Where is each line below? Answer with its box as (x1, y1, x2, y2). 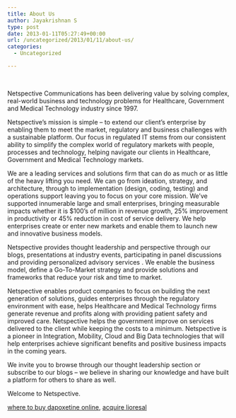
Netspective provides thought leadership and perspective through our (7, 243, 211, 251)
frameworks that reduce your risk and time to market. (7, 273, 163, 281)
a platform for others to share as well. (7, 376, 117, 384)
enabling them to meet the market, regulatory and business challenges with (7, 125, 228, 134)
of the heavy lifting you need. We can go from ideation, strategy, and (7, 176, 208, 185)
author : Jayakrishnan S (7, 17, 78, 24)
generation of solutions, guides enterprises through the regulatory (7, 294, 200, 303)
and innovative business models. (7, 229, 103, 238)
